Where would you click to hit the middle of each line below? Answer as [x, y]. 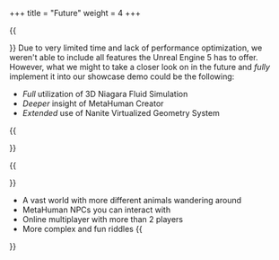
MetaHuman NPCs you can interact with [96, 210]
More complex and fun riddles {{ [83, 229]
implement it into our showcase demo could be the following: [122, 76]
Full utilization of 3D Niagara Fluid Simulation [105, 94]
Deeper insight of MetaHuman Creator [93, 103]
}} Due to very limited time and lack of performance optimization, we [136, 48]
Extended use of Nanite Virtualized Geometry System [121, 113]
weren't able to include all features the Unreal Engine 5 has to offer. [134, 57]
